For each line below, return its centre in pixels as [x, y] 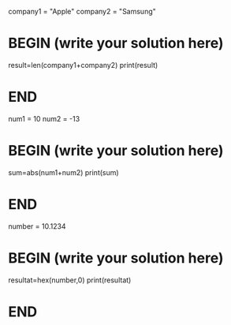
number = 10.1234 [37, 226]
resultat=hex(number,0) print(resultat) [70, 280]
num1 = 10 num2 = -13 [44, 118]
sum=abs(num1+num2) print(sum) [64, 172]
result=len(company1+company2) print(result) [83, 65]
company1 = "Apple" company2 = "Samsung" [82, 11]
